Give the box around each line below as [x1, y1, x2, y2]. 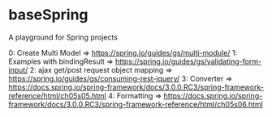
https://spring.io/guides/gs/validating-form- [114, 56, 262, 66]
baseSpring [8, 6, 89, 24]
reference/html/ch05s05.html [8, 90, 107, 100]
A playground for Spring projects [8, 32, 118, 42]
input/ [8, 65, 28, 74]
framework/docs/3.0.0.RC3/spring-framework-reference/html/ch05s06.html [8, 99, 264, 109]
